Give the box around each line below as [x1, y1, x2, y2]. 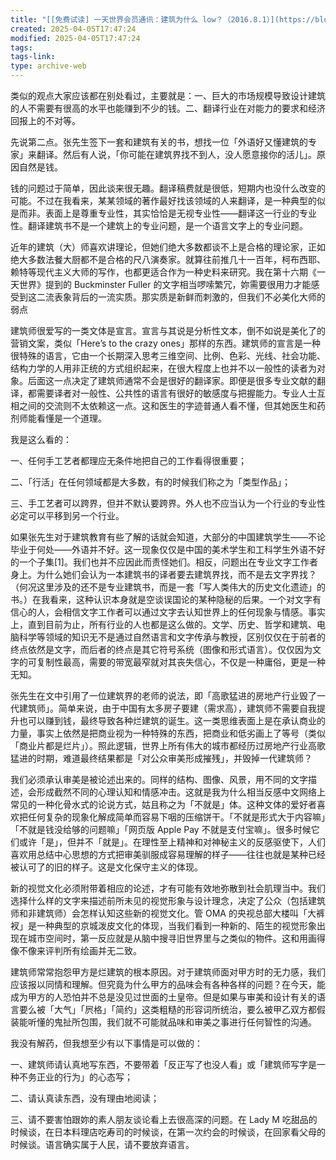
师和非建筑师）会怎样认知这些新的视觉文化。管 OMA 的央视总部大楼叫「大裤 [10, 907, 325, 919]
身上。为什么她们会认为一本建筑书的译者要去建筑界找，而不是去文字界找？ [10, 569, 317, 580]
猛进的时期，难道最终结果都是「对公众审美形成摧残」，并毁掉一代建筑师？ [10, 752, 313, 764]
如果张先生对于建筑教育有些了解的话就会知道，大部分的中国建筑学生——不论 [10, 531, 326, 543]
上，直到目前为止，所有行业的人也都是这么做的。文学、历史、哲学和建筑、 [10, 619, 317, 630]
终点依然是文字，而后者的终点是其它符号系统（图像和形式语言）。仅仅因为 [10, 644, 313, 655]
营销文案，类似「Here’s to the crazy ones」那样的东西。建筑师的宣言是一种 [10, 337, 321, 349]
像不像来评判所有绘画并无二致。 [10, 945, 142, 956]
